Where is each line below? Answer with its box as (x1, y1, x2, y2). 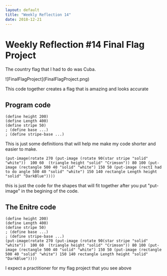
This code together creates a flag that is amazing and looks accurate (5, 86, 149, 92)
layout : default (5, 7, 39, 13)
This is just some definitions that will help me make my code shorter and (5, 141, 156, 147)
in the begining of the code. (21, 188, 79, 194)
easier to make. (5, 146, 37, 152)
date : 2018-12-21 (5, 17, 42, 22)
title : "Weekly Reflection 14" (5, 12, 71, 17)
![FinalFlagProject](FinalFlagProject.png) (5, 76, 90, 82)
